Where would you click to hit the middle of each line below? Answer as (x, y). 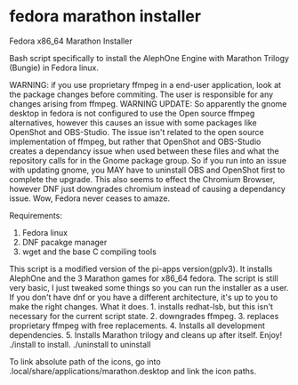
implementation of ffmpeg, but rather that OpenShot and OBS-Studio (135, 141)
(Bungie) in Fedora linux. (54, 68)
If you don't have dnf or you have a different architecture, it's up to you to (144, 297)
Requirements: (36, 215)
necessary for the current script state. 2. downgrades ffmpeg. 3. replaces (144, 316)
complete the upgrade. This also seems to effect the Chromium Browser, (142, 179)
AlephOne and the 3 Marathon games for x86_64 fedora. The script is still (144, 278)
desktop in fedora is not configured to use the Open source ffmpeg (132, 113)
